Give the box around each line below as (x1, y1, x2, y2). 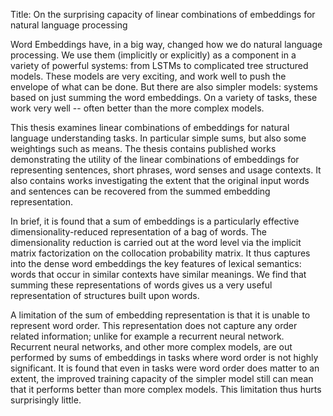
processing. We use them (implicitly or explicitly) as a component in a (10, 49, 297, 61)
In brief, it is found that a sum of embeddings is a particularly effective (10, 215, 300, 227)
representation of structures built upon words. (10, 290, 200, 301)
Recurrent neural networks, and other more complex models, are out (10, 341, 293, 353)
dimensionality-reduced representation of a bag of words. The (10, 226, 267, 238)
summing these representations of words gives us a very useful (10, 279, 273, 291)
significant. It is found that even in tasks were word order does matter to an (10, 362, 320, 374)
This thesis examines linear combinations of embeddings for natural (10, 122, 290, 133)
